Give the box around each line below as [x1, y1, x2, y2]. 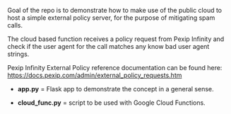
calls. [7, 21, 23, 29]
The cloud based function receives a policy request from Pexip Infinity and [7, 35, 225, 43]
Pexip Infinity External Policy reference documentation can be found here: [7, 64, 223, 72]
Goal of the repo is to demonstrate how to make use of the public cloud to [7, 6, 223, 14]
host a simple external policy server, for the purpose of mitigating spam [7, 13, 215, 22]
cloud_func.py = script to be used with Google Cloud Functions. [17, 98, 206, 107]
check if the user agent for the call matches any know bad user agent [7, 42, 210, 50]
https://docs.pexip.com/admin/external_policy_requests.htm [7, 71, 182, 79]
